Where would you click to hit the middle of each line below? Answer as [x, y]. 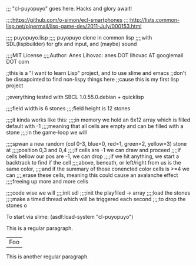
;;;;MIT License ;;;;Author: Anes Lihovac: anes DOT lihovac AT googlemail [95, 55]
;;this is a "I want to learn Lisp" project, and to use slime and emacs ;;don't [96, 73]
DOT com [18, 62]
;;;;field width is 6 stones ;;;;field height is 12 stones [68, 108]
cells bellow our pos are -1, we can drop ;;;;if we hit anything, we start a [93, 156]
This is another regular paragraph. [48, 257]
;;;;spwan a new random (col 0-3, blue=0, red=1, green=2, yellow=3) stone [97, 144]
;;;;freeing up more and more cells [47, 181]
